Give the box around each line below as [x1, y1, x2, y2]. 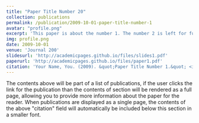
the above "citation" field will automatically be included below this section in [6, 105, 192, 112]
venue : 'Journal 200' [6, 47, 60, 53]
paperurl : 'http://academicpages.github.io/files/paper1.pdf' [6, 58, 163, 64]
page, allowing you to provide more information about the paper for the [6, 92, 179, 99]
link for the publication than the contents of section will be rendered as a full [6, 86, 192, 93]
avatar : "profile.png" [6, 25, 62, 31]
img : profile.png [6, 36, 49, 42]
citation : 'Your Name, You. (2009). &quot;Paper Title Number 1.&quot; [6, 63, 187, 70]
